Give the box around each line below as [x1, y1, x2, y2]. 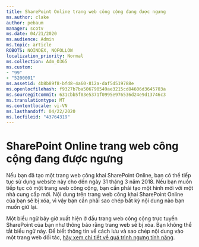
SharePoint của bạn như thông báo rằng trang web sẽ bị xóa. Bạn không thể [6, 221, 192, 229]
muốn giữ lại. [6, 204, 38, 211]
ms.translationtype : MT [6, 97, 65, 103]
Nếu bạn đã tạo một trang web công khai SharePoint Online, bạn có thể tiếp [6, 172, 191, 179]
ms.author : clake [6, 14, 49, 20]
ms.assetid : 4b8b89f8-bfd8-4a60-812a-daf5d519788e [6, 81, 134, 87]
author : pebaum [6, 20, 44, 26]
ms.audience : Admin [6, 36, 55, 42]
